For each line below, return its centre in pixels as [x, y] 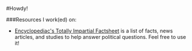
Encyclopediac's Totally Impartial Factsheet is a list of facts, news [94, 31]
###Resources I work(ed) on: [42, 19]
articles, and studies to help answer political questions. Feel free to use [100, 37]
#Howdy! [17, 8]
